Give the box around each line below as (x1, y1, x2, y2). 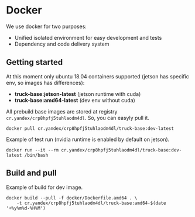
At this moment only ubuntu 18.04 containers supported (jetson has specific (6, 73, 189, 80)
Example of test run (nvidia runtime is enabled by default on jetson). (6, 136, 170, 143)
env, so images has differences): (6, 79, 85, 86)
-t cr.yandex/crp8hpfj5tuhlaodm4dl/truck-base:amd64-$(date (16, 200, 166, 206)
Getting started (6, 57, 63, 67)
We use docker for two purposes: (6, 23, 87, 30)
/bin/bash (24, 152, 49, 158)
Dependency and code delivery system (14, 40, 110, 47)
